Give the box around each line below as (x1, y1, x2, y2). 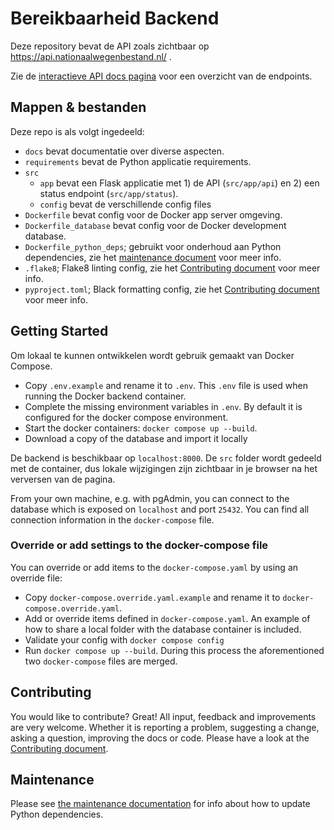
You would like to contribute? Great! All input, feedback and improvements (10, 710, 317, 722)
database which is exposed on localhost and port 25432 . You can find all (10, 503, 310, 515)
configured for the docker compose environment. (24, 411, 229, 423)
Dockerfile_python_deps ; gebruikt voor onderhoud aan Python (24, 240, 282, 252)
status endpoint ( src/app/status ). (39, 187, 179, 199)
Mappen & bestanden (10, 99, 147, 116)
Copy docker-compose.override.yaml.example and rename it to (24, 591, 281, 603)
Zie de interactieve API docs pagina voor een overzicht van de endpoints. (10, 70, 313, 82)
